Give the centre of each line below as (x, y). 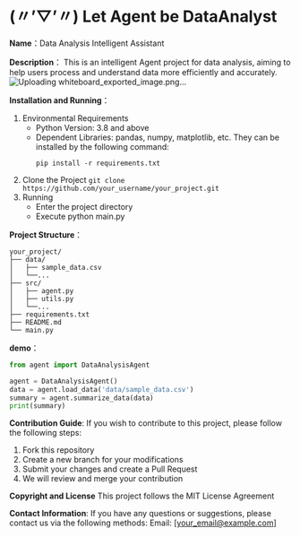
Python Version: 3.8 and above (92, 127)
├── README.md (36, 322)
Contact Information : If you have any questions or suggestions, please (140, 514)
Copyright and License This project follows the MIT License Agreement (142, 496)
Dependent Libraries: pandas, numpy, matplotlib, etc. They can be (158, 137)
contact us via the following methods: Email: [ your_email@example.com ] (143, 523)
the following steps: (46, 433)
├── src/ (26, 283)
